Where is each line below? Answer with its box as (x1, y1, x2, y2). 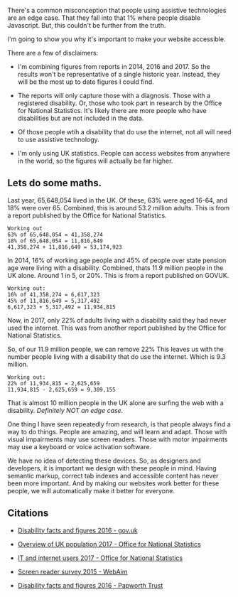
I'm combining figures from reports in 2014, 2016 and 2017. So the (17, 63, 211, 70)
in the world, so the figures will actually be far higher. (17, 156, 173, 165)
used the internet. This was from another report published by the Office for (7, 323, 227, 332)
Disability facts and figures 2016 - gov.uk (17, 526, 139, 534)
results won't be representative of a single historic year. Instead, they (17, 70, 220, 78)
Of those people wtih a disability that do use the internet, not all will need (17, 128, 232, 136)
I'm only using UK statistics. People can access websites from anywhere (17, 149, 230, 157)
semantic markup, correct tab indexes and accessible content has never (7, 471, 219, 480)
